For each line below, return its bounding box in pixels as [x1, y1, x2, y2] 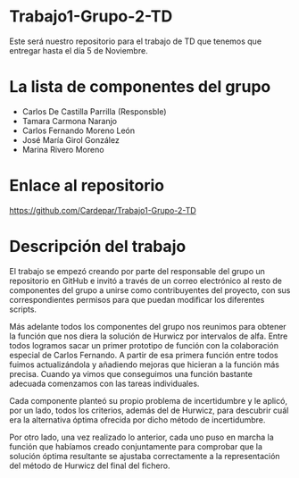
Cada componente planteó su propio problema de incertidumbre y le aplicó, [9, 395, 288, 406]
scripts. [9, 304, 37, 314]
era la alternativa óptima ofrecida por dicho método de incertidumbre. [9, 414, 266, 425]
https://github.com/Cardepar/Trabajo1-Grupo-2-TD [9, 205, 196, 215]
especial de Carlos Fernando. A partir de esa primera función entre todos [9, 349, 278, 360]
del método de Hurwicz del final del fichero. [9, 460, 170, 471]
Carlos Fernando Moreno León [21, 125, 136, 136]
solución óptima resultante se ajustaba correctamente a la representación [9, 450, 280, 461]
